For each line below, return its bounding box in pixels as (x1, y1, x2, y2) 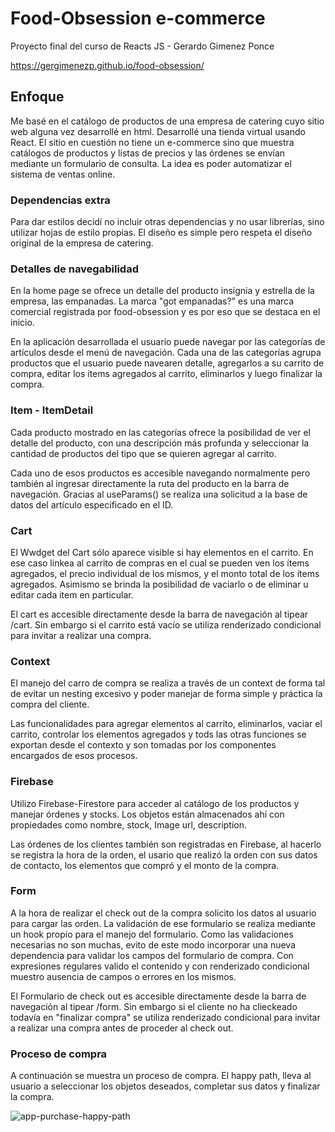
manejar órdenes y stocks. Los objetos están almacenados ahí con (10, 808, 285, 820)
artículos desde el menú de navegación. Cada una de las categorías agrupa (10, 347, 322, 359)
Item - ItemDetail (10, 403, 94, 417)
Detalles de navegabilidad (10, 262, 139, 276)
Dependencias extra (10, 193, 111, 207)
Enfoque (10, 88, 65, 106)
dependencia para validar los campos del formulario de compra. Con (10, 949, 294, 961)
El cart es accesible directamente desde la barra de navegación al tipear (10, 608, 309, 620)
